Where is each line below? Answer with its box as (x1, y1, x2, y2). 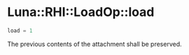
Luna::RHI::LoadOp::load (7, 4, 155, 20)
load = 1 (7, 27, 33, 34)
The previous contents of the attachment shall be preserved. (7, 40, 182, 48)
